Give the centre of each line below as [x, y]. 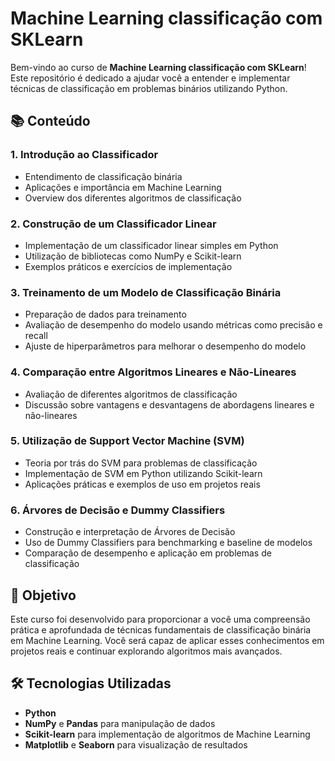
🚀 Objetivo [43, 595]
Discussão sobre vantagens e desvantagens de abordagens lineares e [169, 404]
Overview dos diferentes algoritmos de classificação [133, 198]
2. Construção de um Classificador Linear [113, 224]
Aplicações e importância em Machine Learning [123, 187]
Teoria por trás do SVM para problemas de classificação [141, 463]
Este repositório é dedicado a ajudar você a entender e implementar [150, 78]
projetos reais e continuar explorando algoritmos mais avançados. [146, 651]
